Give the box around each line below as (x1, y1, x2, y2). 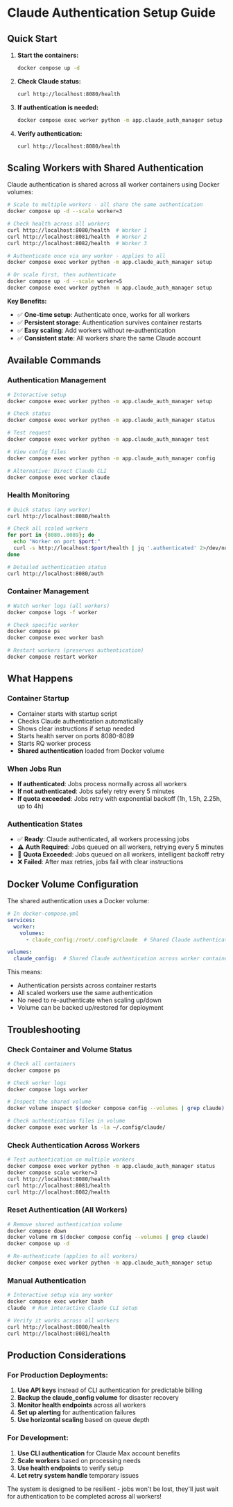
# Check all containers (7, 1060, 76, 1067)
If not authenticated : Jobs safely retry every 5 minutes (17, 787, 175, 795)
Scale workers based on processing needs (17, 1456, 141, 1465)
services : (7, 916, 36, 923)
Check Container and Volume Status (7, 1045, 132, 1054)
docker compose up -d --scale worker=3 (7, 208, 123, 215)
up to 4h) (17, 802, 44, 810)
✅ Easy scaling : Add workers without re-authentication (17, 326, 175, 334)
